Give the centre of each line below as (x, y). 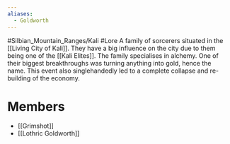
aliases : (20, 14)
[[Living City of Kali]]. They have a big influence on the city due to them (111, 48)
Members (36, 106)
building (19, 78)
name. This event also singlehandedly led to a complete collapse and (108, 71)
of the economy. (56, 78)
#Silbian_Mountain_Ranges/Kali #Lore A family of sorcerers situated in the (115, 40)
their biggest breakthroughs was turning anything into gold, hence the (109, 63)
